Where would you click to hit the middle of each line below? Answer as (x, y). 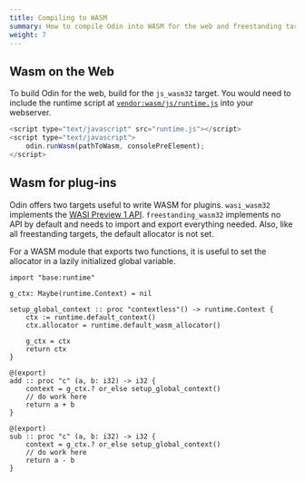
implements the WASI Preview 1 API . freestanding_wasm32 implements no (145, 214)
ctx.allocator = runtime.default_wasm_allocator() (123, 325)
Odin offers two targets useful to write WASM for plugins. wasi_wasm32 (140, 204)
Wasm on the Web (62, 71)
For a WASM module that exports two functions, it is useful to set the (138, 251)
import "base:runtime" (52, 278)
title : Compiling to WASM (58, 18)
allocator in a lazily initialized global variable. (93, 260)
